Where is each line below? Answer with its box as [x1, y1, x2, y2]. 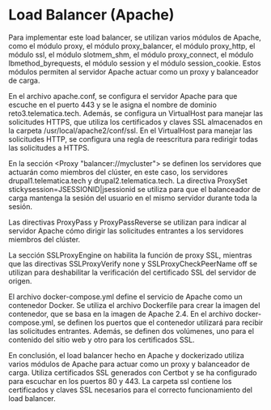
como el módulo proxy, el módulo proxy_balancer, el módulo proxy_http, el [8, 41, 256, 50]
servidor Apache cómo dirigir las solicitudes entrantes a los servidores [8, 225, 244, 236]
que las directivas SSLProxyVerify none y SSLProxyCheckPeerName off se [8, 258, 257, 268]
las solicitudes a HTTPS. [8, 143, 90, 152]
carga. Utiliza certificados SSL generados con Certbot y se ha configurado [8, 367, 257, 378]
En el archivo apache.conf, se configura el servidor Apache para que [8, 91, 238, 100]
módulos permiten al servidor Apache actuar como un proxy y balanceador [8, 66, 259, 76]
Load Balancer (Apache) [8, 6, 175, 24]
